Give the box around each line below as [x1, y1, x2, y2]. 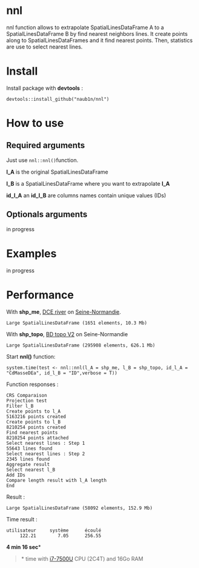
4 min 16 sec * [6, 543, 41, 550]
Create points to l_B [6, 419, 61, 425]
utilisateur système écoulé [6, 527, 102, 533]
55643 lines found [6, 445, 53, 451]
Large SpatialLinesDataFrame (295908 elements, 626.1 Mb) [6, 342, 155, 348]
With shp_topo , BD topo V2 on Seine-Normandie [6, 330, 128, 337]
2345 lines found [6, 456, 50, 462]
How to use [6, 117, 64, 130]
